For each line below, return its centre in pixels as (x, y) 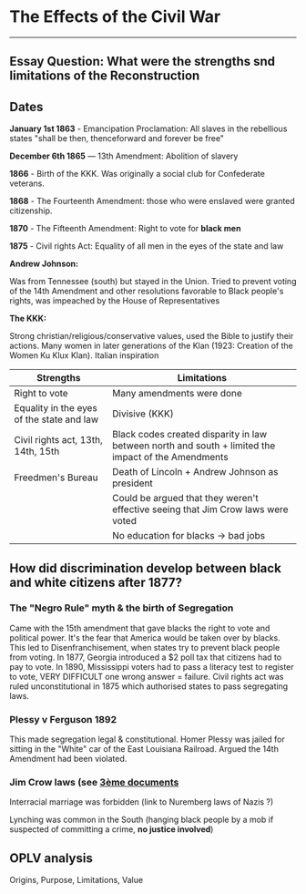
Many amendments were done (178, 394)
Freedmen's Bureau (56, 478)
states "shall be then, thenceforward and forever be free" (117, 139)
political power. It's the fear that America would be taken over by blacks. (145, 637)
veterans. (27, 183)
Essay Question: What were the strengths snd (143, 62)
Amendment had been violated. (68, 759)
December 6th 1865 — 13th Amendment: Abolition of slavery (124, 156)
